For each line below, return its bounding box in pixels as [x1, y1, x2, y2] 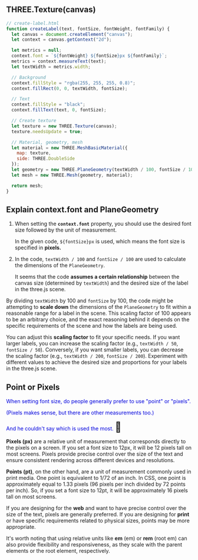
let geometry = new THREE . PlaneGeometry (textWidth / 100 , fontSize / [11, 167, 186, 173]
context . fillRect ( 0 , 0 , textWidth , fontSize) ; [11, 85, 128, 91]
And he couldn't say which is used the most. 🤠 [6, 421, 122, 434]
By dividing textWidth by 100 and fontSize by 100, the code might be [6, 297, 174, 304]
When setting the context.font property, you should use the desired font [14, 220, 192, 228]
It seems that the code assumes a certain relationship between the [14, 274, 180, 281]
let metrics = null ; [11, 47, 62, 54]
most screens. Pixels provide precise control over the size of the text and [6, 450, 184, 457]
